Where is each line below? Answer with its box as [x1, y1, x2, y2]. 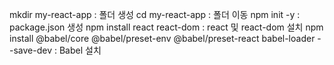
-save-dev [9, 44, 53, 56]
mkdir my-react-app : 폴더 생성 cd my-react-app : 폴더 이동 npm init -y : [9, 9, 301, 20]
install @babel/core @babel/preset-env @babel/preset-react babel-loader [9, 33, 316, 44]
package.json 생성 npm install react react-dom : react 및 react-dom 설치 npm [9, 21, 324, 33]
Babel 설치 [58, 44, 102, 56]
